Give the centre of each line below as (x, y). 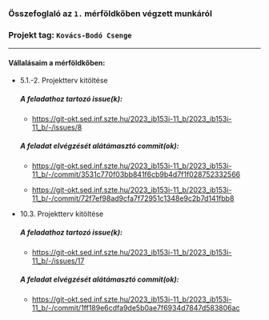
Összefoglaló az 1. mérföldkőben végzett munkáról (110, 14)
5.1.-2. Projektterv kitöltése (64, 81)
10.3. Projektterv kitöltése (62, 214)
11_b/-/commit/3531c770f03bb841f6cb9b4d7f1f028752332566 (136, 174)
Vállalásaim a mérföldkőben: (57, 62)
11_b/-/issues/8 (57, 127)
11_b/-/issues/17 (58, 261)
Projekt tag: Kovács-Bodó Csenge (70, 34)
